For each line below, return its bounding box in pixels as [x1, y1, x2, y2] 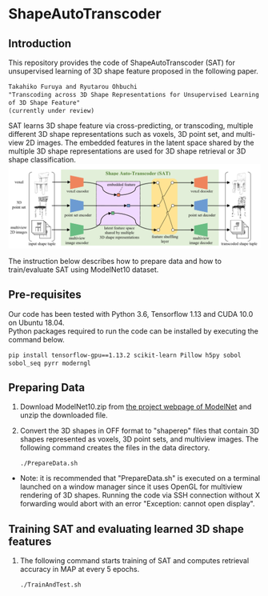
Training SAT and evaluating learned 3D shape [8, 522, 244, 536]
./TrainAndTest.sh [19, 581, 82, 589]
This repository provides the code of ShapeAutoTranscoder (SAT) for [8, 58, 236, 67]
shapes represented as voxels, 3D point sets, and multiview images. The [19, 434, 259, 444]
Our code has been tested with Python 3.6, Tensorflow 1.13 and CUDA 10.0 [8, 309, 254, 318]
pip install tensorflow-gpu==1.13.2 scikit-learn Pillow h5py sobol [8, 351, 242, 359]
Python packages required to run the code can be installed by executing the [8, 326, 258, 336]
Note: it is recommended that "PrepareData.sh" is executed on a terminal [19, 474, 261, 483]
